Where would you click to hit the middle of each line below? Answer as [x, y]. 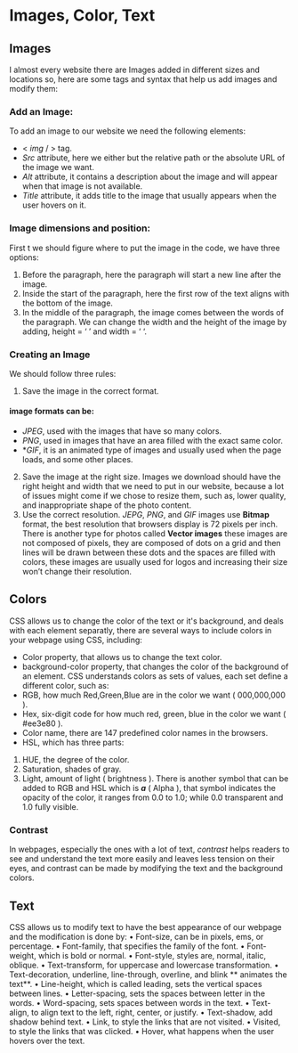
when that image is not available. [82, 186]
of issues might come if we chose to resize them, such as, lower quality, [154, 496]
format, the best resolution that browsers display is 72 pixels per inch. [150, 524]
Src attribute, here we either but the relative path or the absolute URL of [153, 158]
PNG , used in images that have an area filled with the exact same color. [152, 441]
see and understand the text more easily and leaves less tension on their [142, 859]
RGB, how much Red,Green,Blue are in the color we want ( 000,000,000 [154, 695]
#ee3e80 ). [43, 723]
